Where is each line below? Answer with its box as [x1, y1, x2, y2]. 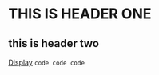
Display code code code [8, 57, 85, 67]
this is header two [8, 37, 100, 50]
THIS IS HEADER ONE [8, 5, 152, 23]
